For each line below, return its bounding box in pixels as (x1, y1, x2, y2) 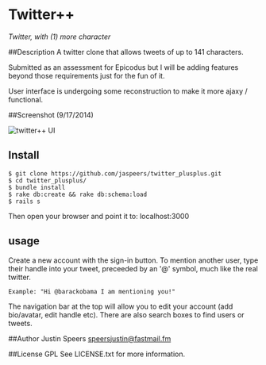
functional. (8, 94, 44, 104)
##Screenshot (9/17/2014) (8, 109, 94, 120)
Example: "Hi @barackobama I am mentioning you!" (8, 287, 176, 295)
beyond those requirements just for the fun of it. (8, 71, 165, 80)
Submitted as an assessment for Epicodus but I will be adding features (8, 62, 239, 72)
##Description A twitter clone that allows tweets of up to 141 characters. (8, 47, 244, 56)
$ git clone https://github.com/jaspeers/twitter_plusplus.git (8, 169, 222, 178)
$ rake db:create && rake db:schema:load (8, 190, 148, 198)
